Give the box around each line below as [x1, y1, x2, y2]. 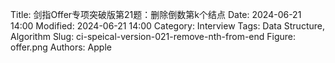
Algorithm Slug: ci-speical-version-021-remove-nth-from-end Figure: [10, 31, 297, 42]
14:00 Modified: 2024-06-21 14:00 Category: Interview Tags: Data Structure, [10, 20, 325, 32]
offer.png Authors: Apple [10, 41, 112, 53]
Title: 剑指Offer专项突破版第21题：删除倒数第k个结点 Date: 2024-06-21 [10, 9, 302, 20]
